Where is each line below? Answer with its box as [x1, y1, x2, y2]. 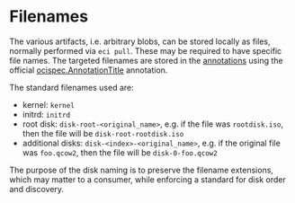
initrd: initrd [22, 109, 70, 119]
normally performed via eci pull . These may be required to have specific [9, 45, 282, 56]
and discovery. [9, 183, 65, 194]
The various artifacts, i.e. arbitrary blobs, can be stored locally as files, [9, 36, 271, 47]
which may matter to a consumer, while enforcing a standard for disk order [9, 173, 286, 185]
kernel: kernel [22, 99, 75, 110]
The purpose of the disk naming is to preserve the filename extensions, [9, 164, 274, 175]
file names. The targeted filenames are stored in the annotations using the [9, 55, 283, 66]
